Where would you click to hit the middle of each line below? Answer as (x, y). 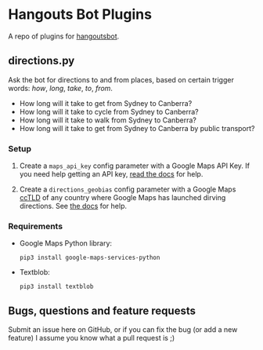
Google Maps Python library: (65, 243)
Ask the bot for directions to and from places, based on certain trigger (121, 79)
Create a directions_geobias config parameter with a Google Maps (128, 189)
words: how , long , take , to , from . (61, 88)
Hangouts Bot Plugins (80, 15)
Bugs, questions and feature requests (102, 310)
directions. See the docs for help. (73, 206)
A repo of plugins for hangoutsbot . (64, 36)
